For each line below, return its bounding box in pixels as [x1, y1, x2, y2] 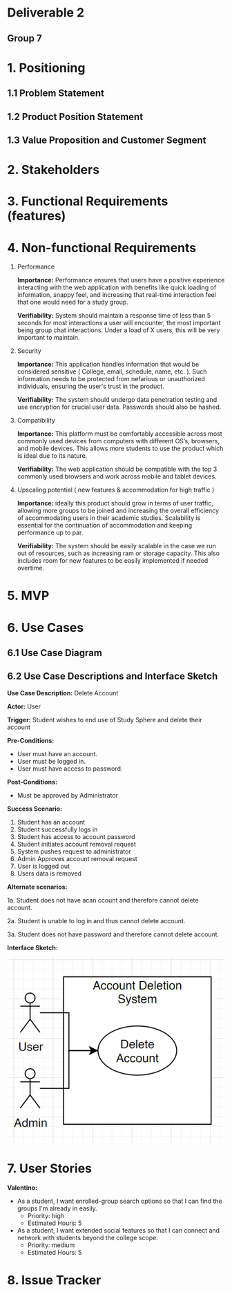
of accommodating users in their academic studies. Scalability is [17, 514, 201, 522]
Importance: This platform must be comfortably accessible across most [17, 430, 222, 438]
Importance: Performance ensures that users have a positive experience [17, 276, 225, 285]
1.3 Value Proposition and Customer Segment [7, 134, 206, 146]
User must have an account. [17, 749, 98, 758]
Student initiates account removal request [17, 840, 137, 848]
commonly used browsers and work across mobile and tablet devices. [17, 472, 217, 481]
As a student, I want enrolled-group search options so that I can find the [17, 1197, 222, 1206]
